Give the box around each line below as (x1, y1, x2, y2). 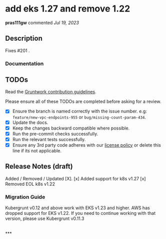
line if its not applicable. (12, 148, 61, 154)
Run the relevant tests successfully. (12, 136, 86, 142)
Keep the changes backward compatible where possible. (12, 125, 130, 131)
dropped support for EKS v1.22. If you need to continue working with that (5, 210, 156, 216)
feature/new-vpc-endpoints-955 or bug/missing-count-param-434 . (12, 114, 146, 120)
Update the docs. (12, 119, 48, 126)
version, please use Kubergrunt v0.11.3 (5, 215, 84, 221)
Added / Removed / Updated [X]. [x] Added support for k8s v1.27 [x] (5, 175, 146, 181)
